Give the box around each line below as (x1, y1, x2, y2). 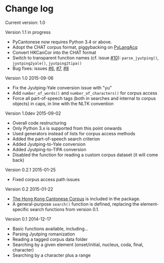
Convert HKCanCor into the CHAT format (12, 49, 96, 55)
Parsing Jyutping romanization (12, 231, 76, 237)
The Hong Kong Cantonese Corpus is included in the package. (12, 196, 141, 202)
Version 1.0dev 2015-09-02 (5, 110, 61, 116)
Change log (5, 3, 54, 14)
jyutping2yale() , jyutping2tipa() (12, 60, 82, 66)
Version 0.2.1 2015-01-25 (5, 167, 56, 173)
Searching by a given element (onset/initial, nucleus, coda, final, (12, 242, 144, 248)
